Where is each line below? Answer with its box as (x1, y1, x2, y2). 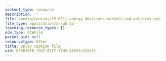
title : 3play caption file (5, 44, 61, 49)
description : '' (5, 12, 39, 17)
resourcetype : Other (5, 39, 48, 44)
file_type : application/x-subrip (5, 21, 74, 26)
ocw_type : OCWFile (5, 30, 43, 35)
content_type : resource (5, 7, 54, 12)
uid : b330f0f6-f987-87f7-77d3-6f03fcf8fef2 (5, 48, 96, 53)
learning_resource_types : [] (5, 26, 65, 30)
